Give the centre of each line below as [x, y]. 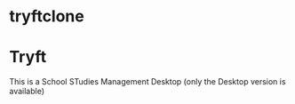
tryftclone [47, 16]
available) [27, 92]
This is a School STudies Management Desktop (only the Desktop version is [147, 82]
